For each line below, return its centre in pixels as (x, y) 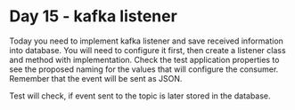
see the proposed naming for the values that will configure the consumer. (144, 69)
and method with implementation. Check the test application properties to (144, 59)
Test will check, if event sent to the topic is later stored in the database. (140, 96)
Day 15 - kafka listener (94, 16)
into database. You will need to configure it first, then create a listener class (148, 50)
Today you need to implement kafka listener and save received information (146, 41)
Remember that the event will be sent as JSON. (96, 78)
